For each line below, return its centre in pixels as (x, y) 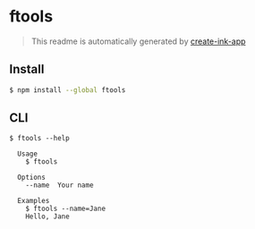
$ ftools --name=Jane (65, 209)
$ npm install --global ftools (68, 90)
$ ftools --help (39, 139)
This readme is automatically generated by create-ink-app (138, 41)
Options (32, 178)
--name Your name (59, 185)
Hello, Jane (47, 216)
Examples (34, 201)
